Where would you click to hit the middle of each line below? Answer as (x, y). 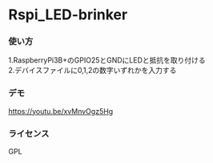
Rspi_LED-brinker (68, 15)
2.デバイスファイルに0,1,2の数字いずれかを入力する (92, 71)
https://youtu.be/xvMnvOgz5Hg (61, 111)
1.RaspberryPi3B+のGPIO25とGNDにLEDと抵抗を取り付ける (107, 60)
